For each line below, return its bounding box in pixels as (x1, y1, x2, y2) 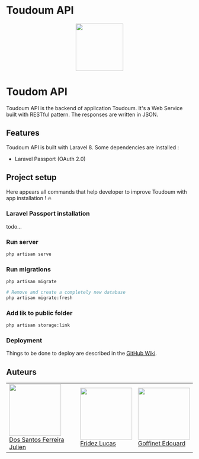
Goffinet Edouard (138, 439, 185, 448)
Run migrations (6, 265, 52, 273)
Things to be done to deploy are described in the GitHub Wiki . (6, 350, 157, 357)
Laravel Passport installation (6, 210, 90, 218)
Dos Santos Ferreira (9, 436, 65, 444)
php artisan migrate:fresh (6, 295, 73, 301)
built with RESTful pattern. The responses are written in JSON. (6, 111, 159, 118)
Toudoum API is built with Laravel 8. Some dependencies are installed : (6, 143, 179, 151)
